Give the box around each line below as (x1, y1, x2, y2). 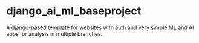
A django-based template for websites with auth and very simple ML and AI (6, 24, 194, 31)
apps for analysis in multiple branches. (6, 30, 103, 37)
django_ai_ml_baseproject (6, 4, 142, 18)
